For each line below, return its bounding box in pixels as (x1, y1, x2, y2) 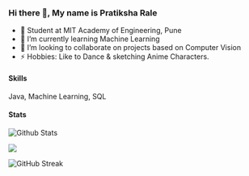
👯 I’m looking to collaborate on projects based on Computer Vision (19, 43, 241, 52)
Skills (8, 73, 27, 83)
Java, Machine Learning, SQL (8, 91, 107, 101)
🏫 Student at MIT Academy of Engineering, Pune (19, 26, 182, 36)
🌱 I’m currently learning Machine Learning (19, 34, 160, 44)
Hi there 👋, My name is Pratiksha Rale (8, 7, 158, 19)
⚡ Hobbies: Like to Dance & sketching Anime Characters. (19, 52, 209, 61)
